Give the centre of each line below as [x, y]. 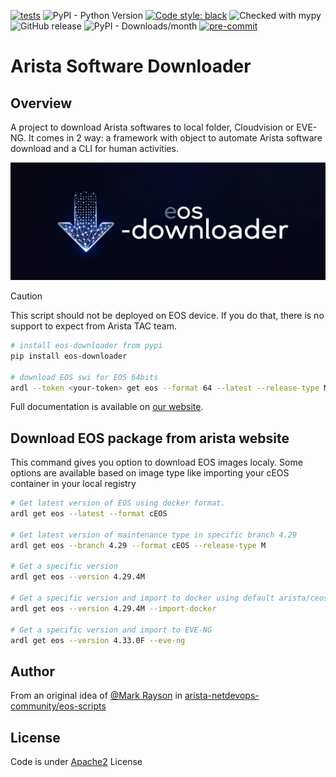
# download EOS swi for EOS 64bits [84, 377]
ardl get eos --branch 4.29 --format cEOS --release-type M [138, 545]
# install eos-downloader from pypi [86, 346]
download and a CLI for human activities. [94, 148]
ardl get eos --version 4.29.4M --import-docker [113, 608]
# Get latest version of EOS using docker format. [118, 503]
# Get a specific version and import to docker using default [142, 598]
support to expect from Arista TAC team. [93, 326]
